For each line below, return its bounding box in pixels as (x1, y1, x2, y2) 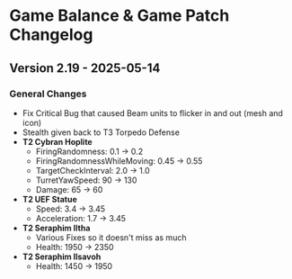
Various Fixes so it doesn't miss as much (35, 231, 187, 243)
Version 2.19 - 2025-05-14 (9, 60, 161, 76)
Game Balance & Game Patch (9, 5, 230, 26)
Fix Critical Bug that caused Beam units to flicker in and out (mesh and (22, 107, 283, 118)
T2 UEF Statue (22, 193, 78, 204)
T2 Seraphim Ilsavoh (22, 251, 102, 262)
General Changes (9, 87, 87, 100)
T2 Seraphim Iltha (22, 222, 91, 233)
